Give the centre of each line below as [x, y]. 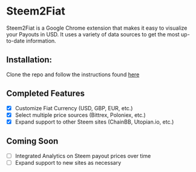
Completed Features [45, 94]
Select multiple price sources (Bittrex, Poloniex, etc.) [80, 115]
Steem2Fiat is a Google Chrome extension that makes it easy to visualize [97, 28]
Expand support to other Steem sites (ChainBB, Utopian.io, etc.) [94, 122]
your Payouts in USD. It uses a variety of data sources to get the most [93, 34]
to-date [16, 41]
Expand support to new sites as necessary [68, 162]
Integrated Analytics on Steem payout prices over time [83, 156]
